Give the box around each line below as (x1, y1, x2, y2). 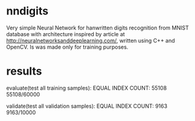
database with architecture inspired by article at (6, 30, 125, 37)
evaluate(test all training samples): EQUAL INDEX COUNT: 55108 (6, 84, 167, 92)
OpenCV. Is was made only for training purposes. (6, 43, 129, 51)
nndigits (6, 4, 49, 18)
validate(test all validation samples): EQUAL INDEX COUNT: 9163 (6, 102, 168, 110)
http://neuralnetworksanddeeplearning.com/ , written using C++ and (6, 37, 175, 44)
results (6, 64, 42, 78)
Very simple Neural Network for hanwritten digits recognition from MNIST (6, 24, 189, 31)
